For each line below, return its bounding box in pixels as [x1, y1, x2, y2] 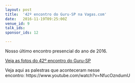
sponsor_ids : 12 [5, 30, 38, 35]
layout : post [5, 7, 32, 12]
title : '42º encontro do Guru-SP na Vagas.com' [5, 12, 107, 17]
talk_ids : [5, 26, 26, 31]
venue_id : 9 [5, 21, 30, 26]
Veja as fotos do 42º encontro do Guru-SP [5, 58, 91, 63]
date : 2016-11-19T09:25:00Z [5, 16, 67, 21]
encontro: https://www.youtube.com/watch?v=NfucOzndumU [5, 73, 131, 78]
